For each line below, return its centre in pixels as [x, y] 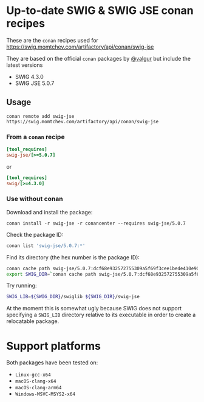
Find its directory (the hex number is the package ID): [73, 257]
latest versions [25, 65]
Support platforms [54, 346]
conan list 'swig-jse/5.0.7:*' [46, 246]
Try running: [22, 285]
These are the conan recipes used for [53, 40]
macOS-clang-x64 [36, 381]
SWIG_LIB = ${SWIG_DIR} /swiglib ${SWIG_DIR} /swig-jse [73, 297]
